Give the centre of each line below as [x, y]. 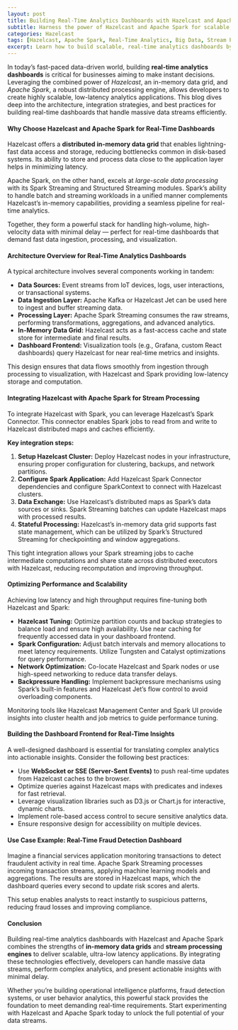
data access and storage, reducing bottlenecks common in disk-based [123, 152]
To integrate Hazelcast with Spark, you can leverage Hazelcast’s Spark [110, 414]
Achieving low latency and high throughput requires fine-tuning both [107, 600]
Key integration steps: [41, 442]
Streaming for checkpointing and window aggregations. [99, 539]
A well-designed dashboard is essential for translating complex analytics [113, 750]
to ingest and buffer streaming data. [70, 308]
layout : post [27, 14]
